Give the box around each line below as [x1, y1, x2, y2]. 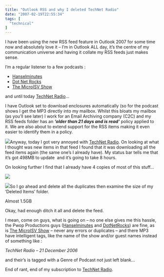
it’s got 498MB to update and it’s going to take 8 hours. [5, 155, 117, 161]
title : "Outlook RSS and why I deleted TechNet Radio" [5, 7, 119, 12]
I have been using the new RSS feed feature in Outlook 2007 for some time [5, 39, 155, 45]
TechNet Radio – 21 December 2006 [5, 248, 78, 253]
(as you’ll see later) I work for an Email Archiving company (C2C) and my [5, 113, 151, 119]
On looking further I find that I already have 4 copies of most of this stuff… [5, 164, 155, 170]
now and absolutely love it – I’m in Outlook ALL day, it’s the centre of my [5, 44, 149, 50]
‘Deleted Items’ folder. [5, 189, 50, 195]
